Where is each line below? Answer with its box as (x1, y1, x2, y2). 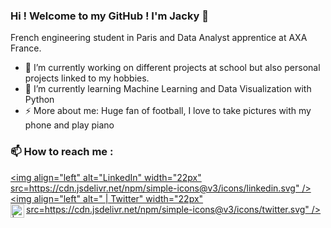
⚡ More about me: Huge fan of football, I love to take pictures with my (24, 105, 312, 117)
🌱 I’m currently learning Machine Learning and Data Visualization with (24, 83, 312, 95)
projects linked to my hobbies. (24, 72, 150, 84)
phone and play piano (24, 119, 115, 131)
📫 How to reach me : (10, 145, 114, 159)
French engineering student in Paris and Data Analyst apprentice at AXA (10, 32, 308, 44)
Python (24, 94, 55, 106)
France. (10, 42, 42, 54)
